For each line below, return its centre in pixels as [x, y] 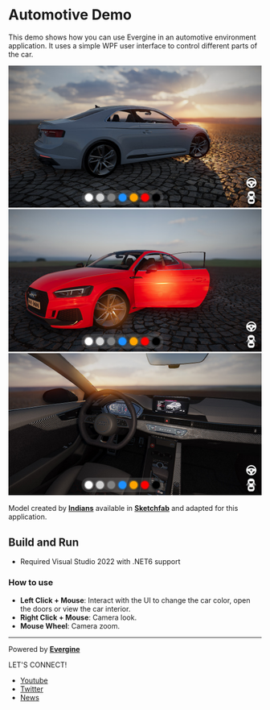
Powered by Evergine [44, 649]
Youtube [34, 680]
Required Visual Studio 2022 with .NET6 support [100, 562]
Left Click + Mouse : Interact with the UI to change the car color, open [135, 600]
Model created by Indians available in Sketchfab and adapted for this [123, 509]
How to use [31, 583]
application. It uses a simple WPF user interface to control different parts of [133, 45]
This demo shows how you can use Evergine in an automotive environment [132, 37]
